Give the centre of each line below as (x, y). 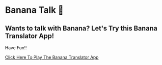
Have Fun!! (16, 48)
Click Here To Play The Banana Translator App (52, 57)
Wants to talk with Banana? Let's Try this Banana (81, 28)
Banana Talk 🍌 (34, 10)
